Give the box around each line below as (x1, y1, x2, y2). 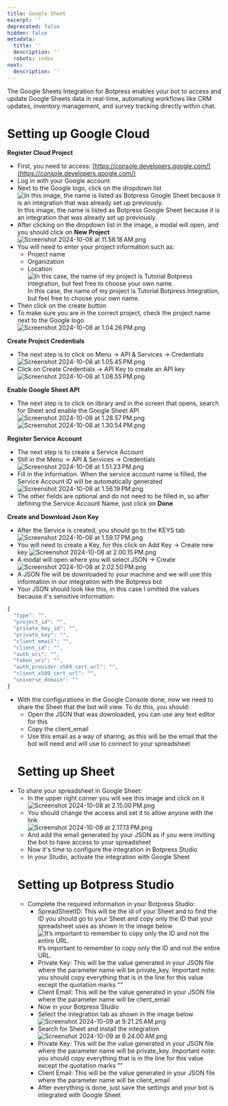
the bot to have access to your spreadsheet (27, 838, 152, 846)
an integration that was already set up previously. (17, 214, 157, 222)
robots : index (13, 55, 54, 62)
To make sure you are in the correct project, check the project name (17, 309, 211, 317)
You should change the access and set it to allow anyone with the (27, 808, 214, 816)
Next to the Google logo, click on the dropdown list (17, 184, 162, 192)
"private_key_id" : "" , (13, 625, 79, 632)
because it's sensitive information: (17, 592, 115, 601)
